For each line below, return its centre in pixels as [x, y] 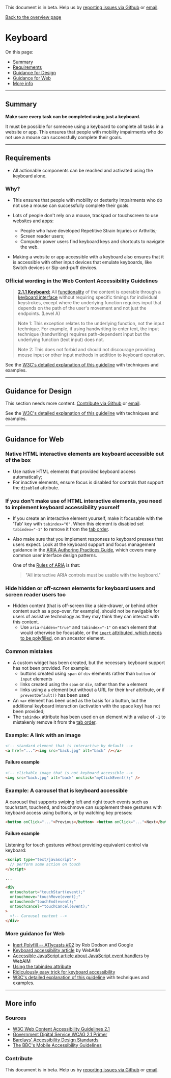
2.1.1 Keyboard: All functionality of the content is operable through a [89, 292]
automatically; [27, 477]
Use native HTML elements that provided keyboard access [74, 471]
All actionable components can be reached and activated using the [83, 170]
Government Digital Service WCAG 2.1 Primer [60, 1035]
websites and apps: [33, 221]
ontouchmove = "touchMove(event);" [45, 897]
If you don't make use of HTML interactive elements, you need [83, 501]
